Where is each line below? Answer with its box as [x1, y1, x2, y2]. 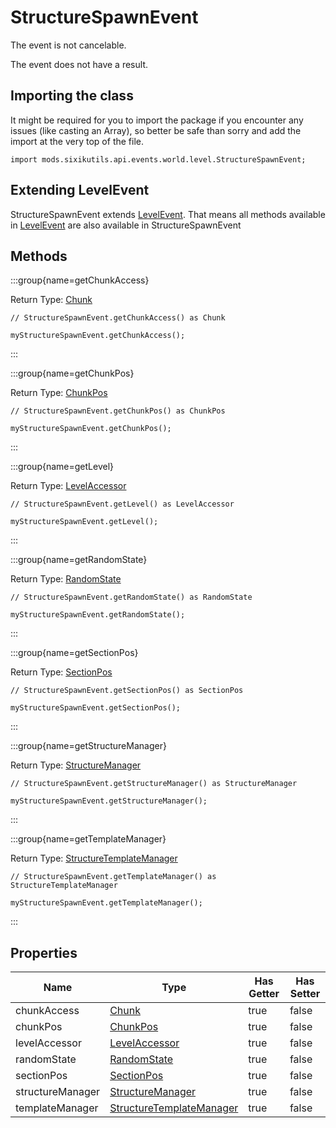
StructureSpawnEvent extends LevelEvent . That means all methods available [10, 208, 326, 220]
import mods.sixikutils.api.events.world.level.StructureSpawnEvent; [10, 154, 307, 165]
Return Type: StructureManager [10, 759, 142, 771]
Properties [10, 944, 78, 961]
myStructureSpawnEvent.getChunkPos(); [10, 424, 172, 434]
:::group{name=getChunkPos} [10, 367, 135, 380]
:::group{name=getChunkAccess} [10, 274, 150, 286]
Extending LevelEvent [10, 182, 150, 199]
